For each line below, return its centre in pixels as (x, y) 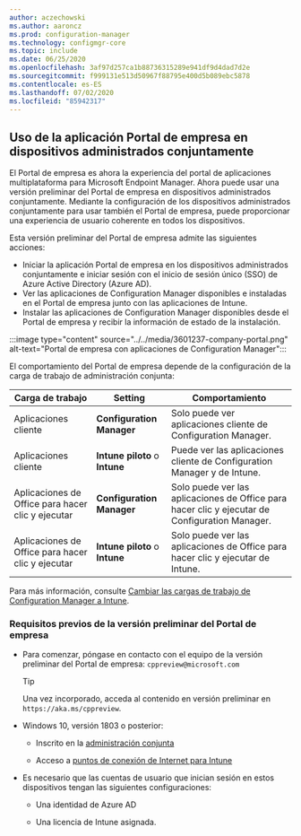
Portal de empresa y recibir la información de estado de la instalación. (151, 322)
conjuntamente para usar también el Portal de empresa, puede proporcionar (150, 211)
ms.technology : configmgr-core (68, 43)
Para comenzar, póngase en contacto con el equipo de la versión (142, 655)
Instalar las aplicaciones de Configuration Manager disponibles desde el (155, 313)
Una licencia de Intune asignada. (96, 823)
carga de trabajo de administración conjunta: (92, 376)
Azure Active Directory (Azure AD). (87, 284)
